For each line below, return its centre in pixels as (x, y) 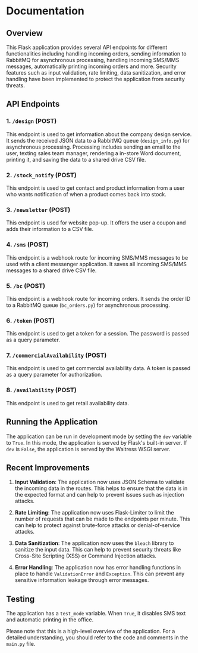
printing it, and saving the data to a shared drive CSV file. (76, 159)
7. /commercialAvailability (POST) (56, 355)
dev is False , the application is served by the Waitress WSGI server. (88, 449)
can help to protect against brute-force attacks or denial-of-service (97, 525)
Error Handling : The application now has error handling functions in (98, 568)
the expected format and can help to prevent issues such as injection (99, 495)
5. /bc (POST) (26, 286)
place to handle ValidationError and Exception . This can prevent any (100, 574)
